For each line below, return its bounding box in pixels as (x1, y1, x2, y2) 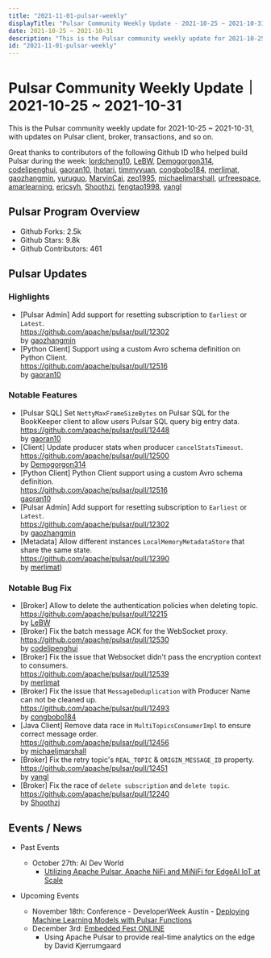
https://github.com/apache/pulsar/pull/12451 (19, 764, 168, 773)
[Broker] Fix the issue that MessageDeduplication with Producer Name (19, 686, 251, 696)
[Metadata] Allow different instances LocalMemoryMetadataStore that (19, 536, 245, 546)
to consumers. (19, 660, 69, 670)
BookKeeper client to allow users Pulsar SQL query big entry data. (19, 416, 240, 426)
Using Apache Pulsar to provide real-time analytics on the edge (44, 932, 256, 942)
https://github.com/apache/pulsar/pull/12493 (19, 703, 170, 714)
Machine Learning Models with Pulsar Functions (31, 914, 192, 924)
